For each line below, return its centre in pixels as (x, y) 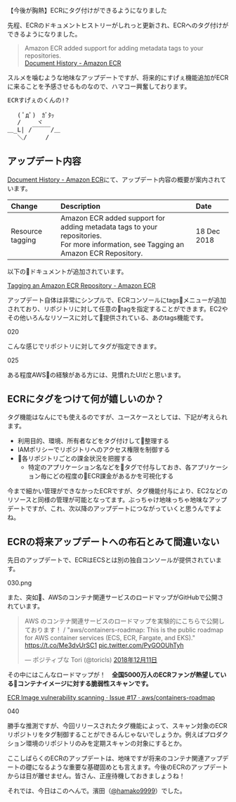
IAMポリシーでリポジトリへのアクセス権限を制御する (94, 450)
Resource (27, 231)
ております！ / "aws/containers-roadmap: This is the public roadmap (124, 630)
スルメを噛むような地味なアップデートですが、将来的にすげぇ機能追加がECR (118, 77)
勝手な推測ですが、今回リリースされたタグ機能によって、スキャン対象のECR (117, 726)
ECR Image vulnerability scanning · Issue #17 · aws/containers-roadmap (111, 698)
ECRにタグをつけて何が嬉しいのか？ (86, 399)
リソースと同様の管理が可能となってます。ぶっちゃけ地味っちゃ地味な (108, 500)
